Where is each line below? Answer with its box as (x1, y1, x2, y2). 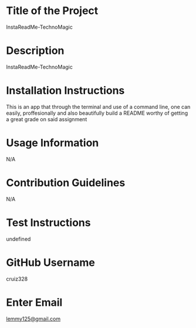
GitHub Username (6, 256, 95, 269)
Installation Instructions (6, 84, 125, 97)
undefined (6, 235, 31, 242)
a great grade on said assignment (6, 115, 87, 122)
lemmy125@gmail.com (6, 315, 60, 322)
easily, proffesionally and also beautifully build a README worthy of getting (6, 110, 188, 117)
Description (6, 44, 65, 57)
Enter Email (6, 296, 63, 309)
